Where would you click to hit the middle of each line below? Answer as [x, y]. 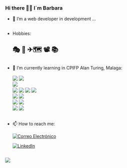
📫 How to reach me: [34, 123]
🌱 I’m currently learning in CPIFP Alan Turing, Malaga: [67, 68]
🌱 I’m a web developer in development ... [54, 19]
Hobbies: [22, 33]
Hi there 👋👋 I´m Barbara [34, 8]
